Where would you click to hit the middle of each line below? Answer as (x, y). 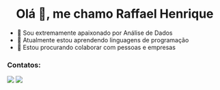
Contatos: (24, 65)
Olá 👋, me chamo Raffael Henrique (115, 14)
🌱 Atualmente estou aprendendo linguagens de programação (103, 40)
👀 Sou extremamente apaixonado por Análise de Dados (95, 33)
